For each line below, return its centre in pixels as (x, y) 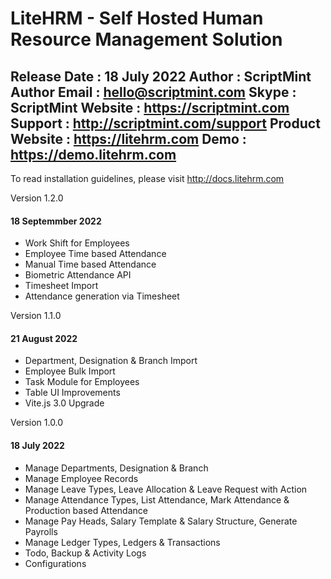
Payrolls (41, 531)
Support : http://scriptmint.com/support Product (165, 123)
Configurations (55, 563)
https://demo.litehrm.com (93, 154)
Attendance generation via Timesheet (102, 296)
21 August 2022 (44, 338)
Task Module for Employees (82, 382)
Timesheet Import (61, 286)
